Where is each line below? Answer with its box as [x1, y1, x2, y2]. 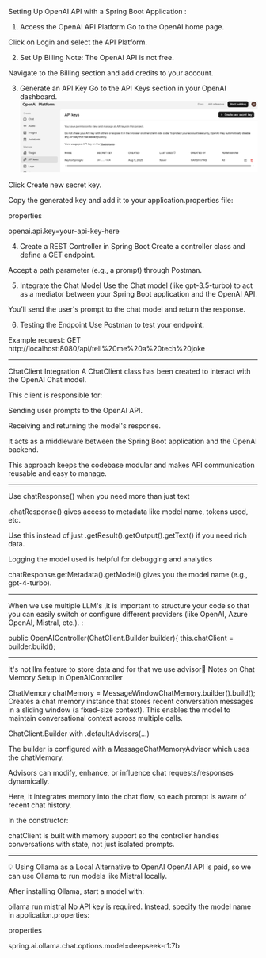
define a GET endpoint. [19, 250, 96, 259]
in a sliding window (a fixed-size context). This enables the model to [8, 705, 231, 715]
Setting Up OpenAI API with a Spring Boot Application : [8, 7, 188, 16]
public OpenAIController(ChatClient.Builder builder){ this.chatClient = [8, 633, 234, 642]
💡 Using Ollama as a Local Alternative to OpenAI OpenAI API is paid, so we [8, 862, 252, 872]
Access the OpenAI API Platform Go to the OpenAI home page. [19, 22, 224, 31]
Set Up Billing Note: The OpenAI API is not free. [19, 53, 174, 62]
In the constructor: [8, 815, 69, 825]
